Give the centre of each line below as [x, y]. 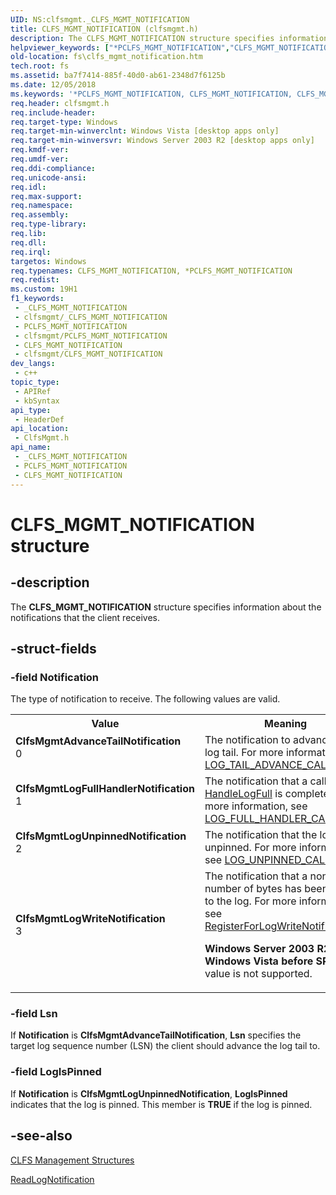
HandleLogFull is [243, 794]
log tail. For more [244, 753]
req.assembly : [40, 215]
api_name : [31, 447]
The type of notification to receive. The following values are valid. [145, 699]
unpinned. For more [250, 848]
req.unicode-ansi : [48, 177]
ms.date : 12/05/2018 [53, 85]
